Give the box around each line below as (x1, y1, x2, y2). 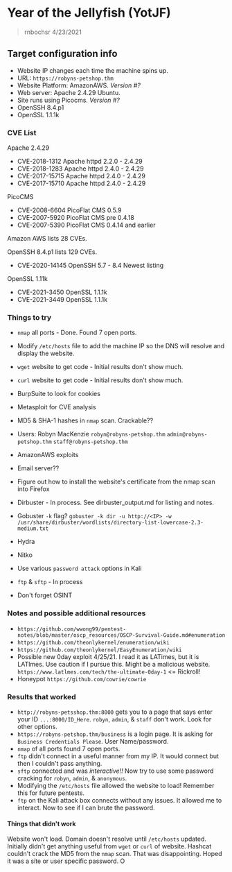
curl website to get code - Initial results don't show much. (17, 376, 184, 384)
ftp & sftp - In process (17, 578, 83, 586)
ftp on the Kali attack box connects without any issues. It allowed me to (17, 796, 222, 804)
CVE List (7, 128, 37, 137)
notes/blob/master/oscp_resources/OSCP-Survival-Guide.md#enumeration (17, 631, 226, 639)
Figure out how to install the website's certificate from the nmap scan (17, 477, 216, 486)
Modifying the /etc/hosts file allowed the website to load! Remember (17, 781, 215, 789)
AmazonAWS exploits (17, 451, 79, 459)
